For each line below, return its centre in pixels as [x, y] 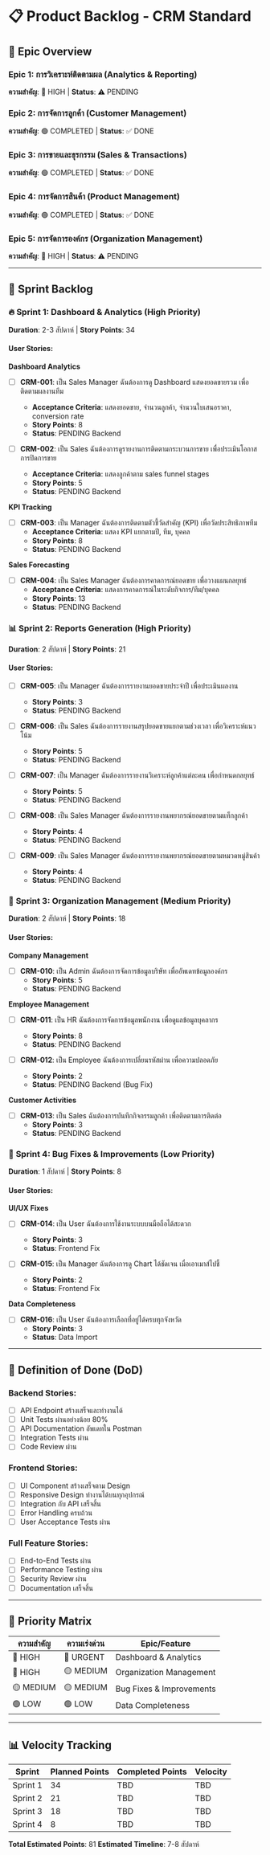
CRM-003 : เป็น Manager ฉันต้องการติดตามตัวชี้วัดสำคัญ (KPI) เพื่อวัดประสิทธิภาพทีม [139, 523]
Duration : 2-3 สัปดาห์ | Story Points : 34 [72, 329]
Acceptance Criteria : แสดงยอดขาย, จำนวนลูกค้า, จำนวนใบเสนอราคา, [131, 407]
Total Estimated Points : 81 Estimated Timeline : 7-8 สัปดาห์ [104, 1845]
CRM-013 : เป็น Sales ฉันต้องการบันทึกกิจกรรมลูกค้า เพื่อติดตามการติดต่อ [121, 1115]
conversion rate [58, 416]
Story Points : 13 [59, 599]
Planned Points [80, 1771]
